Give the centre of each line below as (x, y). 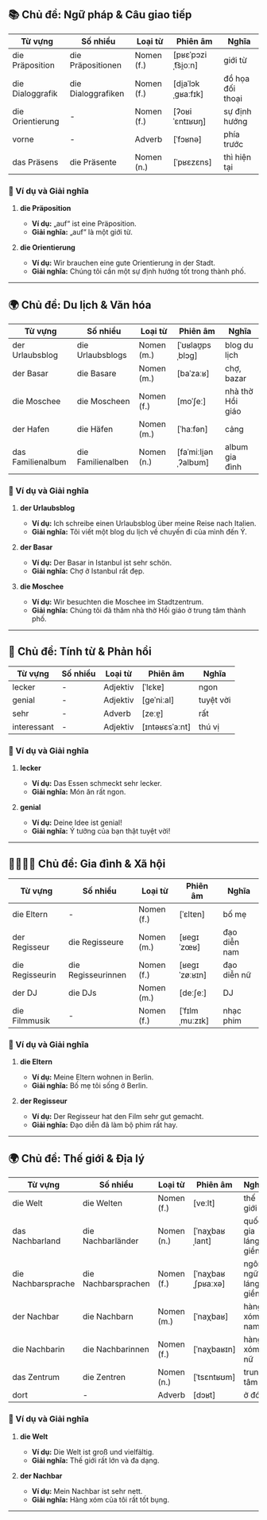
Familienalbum (39, 461)
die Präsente (93, 161)
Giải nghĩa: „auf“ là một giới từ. (82, 232)
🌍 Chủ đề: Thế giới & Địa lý (77, 1158)
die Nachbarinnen (116, 1350)
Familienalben (103, 461)
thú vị (209, 727)
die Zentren (104, 1378)
